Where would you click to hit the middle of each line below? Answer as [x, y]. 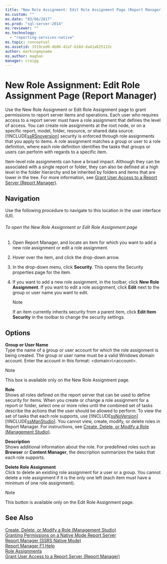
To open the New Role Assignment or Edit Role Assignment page [71, 227]
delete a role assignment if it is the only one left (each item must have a [78, 478]
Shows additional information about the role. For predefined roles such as [80, 447]
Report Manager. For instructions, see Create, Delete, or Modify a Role [77, 427]
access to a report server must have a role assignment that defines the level [83, 120]
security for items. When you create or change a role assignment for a [77, 400]
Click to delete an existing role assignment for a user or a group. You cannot [83, 472]
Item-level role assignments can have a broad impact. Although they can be [83, 162]
